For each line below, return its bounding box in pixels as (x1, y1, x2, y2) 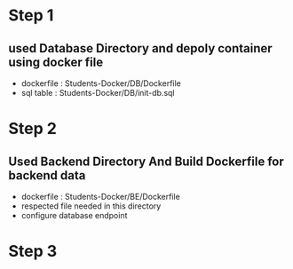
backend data (8, 168, 86, 183)
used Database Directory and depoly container (8, 41, 273, 56)
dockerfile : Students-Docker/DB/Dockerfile (20, 78, 181, 89)
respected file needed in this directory (20, 201, 162, 211)
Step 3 (8, 241, 58, 262)
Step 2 (8, 119, 57, 138)
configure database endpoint (20, 210, 128, 220)
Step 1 (8, 5, 54, 26)
